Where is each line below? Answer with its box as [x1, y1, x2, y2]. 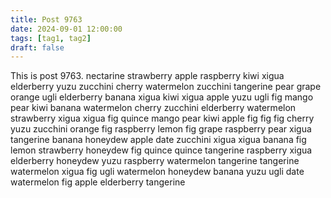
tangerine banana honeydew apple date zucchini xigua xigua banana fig [10, 134, 307, 146]
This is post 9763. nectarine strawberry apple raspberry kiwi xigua [10, 70, 285, 82]
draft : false [10, 42, 65, 53]
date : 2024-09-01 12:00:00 [10, 24, 123, 34]
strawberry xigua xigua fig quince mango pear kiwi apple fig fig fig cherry [10, 112, 315, 125]
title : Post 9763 [10, 14, 83, 25]
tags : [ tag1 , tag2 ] [10, 33, 92, 43]
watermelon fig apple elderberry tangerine [10, 176, 186, 188]
